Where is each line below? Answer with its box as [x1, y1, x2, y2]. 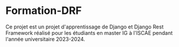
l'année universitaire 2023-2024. [5, 35, 85, 42]
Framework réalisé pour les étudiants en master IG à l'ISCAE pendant [5, 29, 173, 36]
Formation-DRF [5, 4, 82, 17]
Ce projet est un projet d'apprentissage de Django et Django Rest [5, 23, 164, 30]
